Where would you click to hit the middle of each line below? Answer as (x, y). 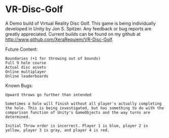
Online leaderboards (27, 76)
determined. (18, 117)
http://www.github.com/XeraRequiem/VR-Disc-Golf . (59, 39)
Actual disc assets (26, 67)
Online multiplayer (26, 72)
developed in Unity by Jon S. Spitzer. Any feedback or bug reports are (78, 28)
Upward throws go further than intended (49, 95)
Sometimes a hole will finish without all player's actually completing (83, 104)
